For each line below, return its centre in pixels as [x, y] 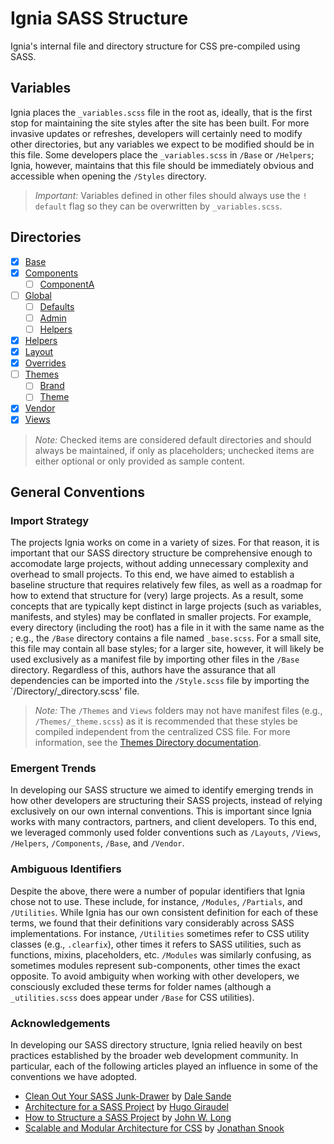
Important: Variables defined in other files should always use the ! [171, 195]
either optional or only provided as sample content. [140, 461]
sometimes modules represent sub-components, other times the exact [155, 965]
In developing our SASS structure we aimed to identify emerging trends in [162, 790]
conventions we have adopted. [73, 1077]
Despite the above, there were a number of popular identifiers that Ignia [158, 891]
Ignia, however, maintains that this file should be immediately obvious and [162, 165]
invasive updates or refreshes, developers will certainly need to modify [156, 133]
